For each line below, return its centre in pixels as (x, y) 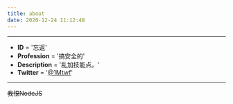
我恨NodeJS (25, 93)
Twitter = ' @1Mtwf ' (45, 72)
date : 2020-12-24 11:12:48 (46, 20)
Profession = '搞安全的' (51, 55)
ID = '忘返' (32, 47)
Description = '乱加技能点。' (58, 64)
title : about (26, 14)
